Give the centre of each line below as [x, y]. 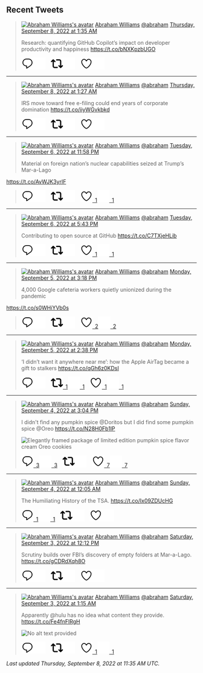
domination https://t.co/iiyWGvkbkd [65, 109]
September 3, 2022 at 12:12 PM [60, 543]
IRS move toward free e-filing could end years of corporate [95, 103]
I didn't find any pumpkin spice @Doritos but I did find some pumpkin [107, 422]
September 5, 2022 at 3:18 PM [59, 278]
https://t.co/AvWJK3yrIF [36, 181]
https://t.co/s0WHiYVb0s [38, 308]
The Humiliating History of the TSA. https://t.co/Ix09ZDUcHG [97, 500]
